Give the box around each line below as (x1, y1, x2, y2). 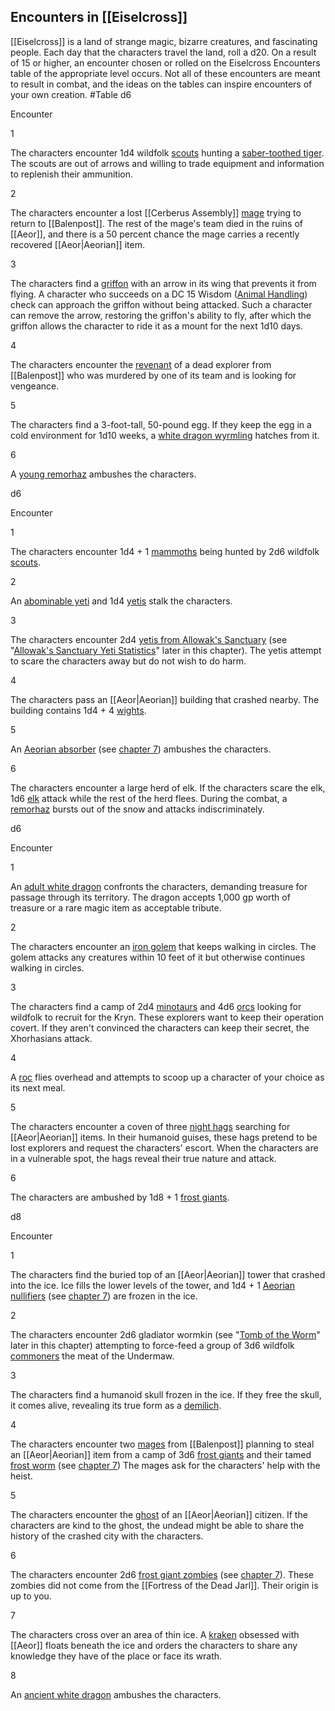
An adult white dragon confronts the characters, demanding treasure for (10, 880, 308, 892)
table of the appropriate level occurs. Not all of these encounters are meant (10, 67, 321, 79)
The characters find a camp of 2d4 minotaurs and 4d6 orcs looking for (10, 1000, 302, 1012)
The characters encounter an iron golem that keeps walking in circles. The (10, 940, 317, 952)
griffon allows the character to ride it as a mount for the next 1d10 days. (10, 320, 304, 332)
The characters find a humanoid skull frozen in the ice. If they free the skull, (10, 1388, 322, 1400)
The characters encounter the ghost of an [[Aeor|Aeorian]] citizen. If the (10, 1508, 308, 1520)
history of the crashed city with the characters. (10, 1530, 204, 1542)
